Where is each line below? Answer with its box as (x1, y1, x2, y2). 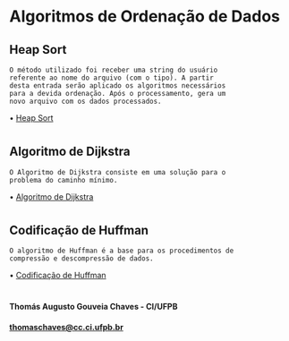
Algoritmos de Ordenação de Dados (9, 6, 280, 27)
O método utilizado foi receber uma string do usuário (9, 65, 218, 74)
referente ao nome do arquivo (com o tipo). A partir (9, 73, 215, 82)
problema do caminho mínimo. (9, 175, 118, 184)
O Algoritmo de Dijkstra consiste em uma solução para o (9, 167, 226, 176)
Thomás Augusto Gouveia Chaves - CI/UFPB (9, 302, 178, 312)
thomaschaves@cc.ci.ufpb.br (9, 322, 123, 332)
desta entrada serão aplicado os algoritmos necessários (9, 81, 226, 90)
